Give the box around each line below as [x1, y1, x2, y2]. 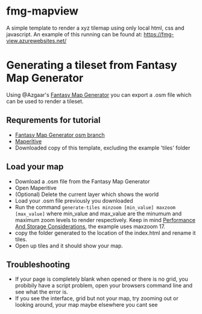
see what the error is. [14, 289, 68, 296]
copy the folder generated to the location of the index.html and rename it [14, 229, 196, 237]
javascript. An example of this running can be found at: [6, 30, 143, 38]
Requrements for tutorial [6, 115, 101, 125]
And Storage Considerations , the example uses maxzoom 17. [14, 223, 166, 230]
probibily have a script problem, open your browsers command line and [14, 282, 193, 289]
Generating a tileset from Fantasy [6, 59, 177, 72]
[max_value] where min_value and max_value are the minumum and [14, 210, 182, 217]
